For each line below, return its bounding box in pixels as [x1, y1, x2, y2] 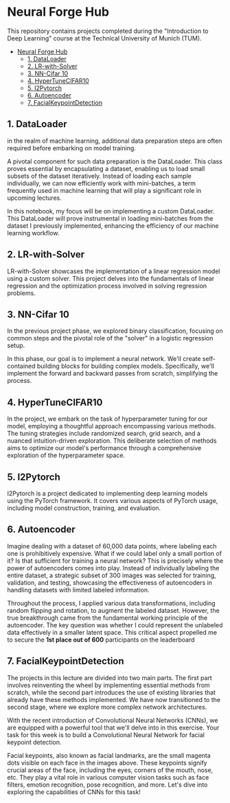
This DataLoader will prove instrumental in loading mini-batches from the [7, 214, 214, 222]
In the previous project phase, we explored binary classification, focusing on [7, 327, 223, 335]
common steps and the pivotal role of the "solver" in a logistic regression [7, 334, 214, 342]
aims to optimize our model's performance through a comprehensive [7, 444, 202, 452]
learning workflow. [7, 229, 60, 237]
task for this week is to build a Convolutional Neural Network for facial [7, 730, 205, 738]
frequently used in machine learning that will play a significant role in [7, 186, 202, 194]
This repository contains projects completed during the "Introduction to [7, 27, 209, 35]
